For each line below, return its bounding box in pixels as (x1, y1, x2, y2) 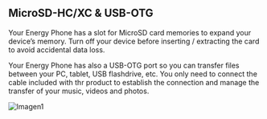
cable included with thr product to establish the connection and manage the (8, 77, 260, 87)
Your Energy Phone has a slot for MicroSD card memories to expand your (8, 27, 252, 37)
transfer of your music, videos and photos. (8, 86, 150, 96)
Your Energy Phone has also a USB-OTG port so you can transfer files (8, 60, 240, 70)
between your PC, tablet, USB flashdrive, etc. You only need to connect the (8, 68, 257, 79)
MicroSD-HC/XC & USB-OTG (8, 6, 154, 20)
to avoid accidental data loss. (8, 44, 105, 55)
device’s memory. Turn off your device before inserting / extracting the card (8, 36, 260, 46)
